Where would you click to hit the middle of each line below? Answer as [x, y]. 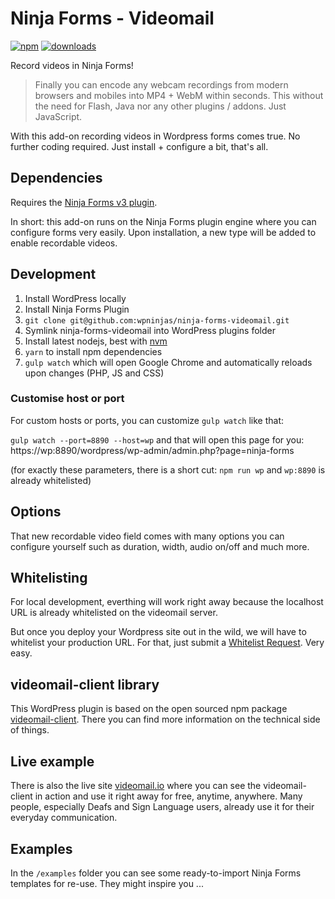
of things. [30, 730]
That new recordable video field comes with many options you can [147, 536]
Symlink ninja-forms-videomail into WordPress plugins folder [150, 330]
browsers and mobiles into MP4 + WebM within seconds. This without [179, 95]
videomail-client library [85, 684]
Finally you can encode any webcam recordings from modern [161, 84]
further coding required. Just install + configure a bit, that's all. [139, 146]
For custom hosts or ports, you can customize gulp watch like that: [147, 420]
